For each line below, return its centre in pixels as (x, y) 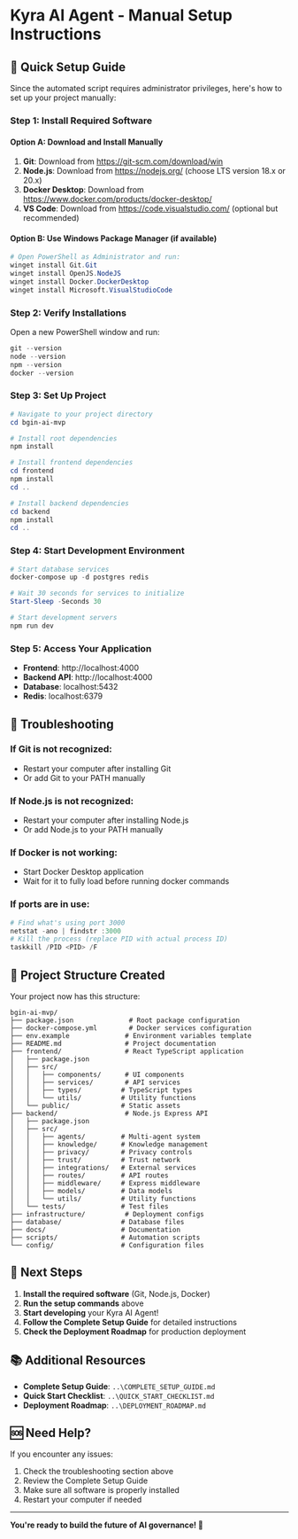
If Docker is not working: (64, 853)
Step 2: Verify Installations (69, 313)
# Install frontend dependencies (72, 463)
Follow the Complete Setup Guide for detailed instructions (130, 1322)
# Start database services (60, 569)
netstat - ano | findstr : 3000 (66, 931)
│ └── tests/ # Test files (89, 1207)
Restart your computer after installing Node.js (106, 820)
